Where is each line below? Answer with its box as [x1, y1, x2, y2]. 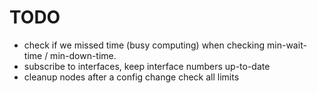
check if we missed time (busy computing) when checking [23, 39, 266, 51]
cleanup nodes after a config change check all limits [23, 71, 240, 83]
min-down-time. [50, 49, 117, 61]
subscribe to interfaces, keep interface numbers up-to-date [23, 60, 271, 72]
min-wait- [267, 39, 307, 51]
